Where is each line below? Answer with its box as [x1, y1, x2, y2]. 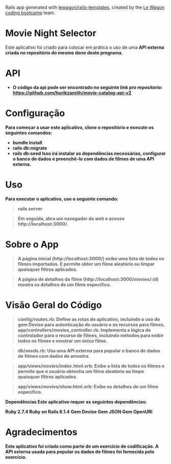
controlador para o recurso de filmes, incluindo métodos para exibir [17, 332, 164, 338]
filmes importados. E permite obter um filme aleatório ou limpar [17, 261, 155, 267]
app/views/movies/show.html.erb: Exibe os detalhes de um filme [17, 383, 159, 389]
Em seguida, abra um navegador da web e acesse [17, 215, 125, 222]
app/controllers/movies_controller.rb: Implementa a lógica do [17, 327, 151, 333]
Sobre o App [5, 238, 59, 250]
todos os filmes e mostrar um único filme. [17, 337, 108, 344]
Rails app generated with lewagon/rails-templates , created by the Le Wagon [5, 5, 164, 10]
